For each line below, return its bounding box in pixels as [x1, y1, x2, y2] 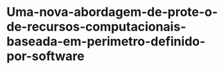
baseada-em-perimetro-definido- [6, 34, 206, 49]
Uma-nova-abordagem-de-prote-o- [6, 4, 218, 20]
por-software [6, 49, 85, 64]
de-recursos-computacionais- [6, 19, 187, 35]
